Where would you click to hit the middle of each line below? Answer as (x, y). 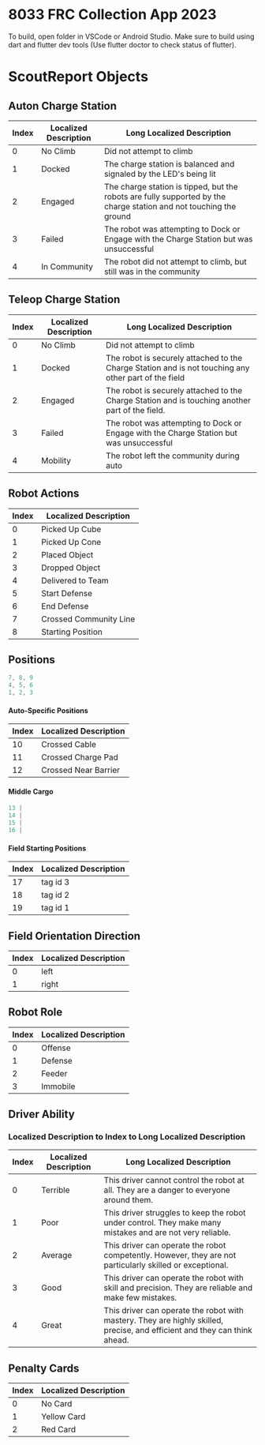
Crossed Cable (69, 745)
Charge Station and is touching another (178, 400)
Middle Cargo (31, 791)
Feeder (54, 1073)
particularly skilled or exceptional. (166, 1265)
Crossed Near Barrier (81, 770)
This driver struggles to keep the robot (175, 1213)
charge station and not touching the (170, 206)
